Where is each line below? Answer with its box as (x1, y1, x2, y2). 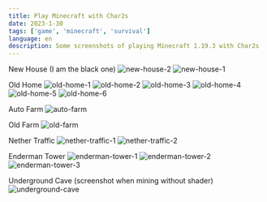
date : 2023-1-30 (8, 19, 63, 28)
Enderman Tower (8, 152, 66, 161)
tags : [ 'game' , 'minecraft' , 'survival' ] (8, 27, 151, 35)
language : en (8, 34, 53, 43)
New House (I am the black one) (8, 64, 116, 74)
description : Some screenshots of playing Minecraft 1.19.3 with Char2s (8, 42, 260, 50)
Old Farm (8, 120, 40, 130)
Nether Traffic (8, 135, 55, 146)
